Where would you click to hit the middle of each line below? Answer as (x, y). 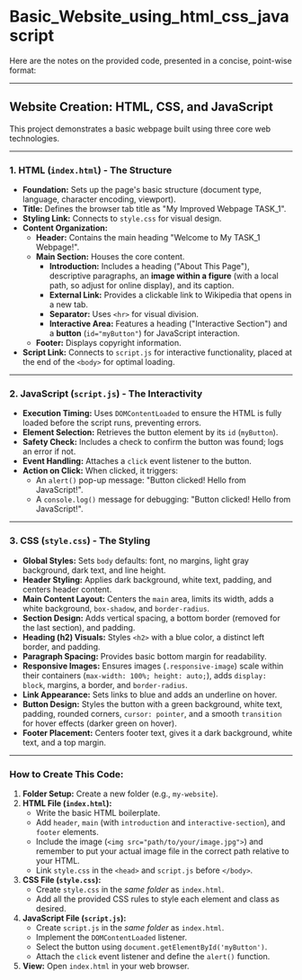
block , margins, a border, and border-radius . (105, 685)
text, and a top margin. (64, 742)
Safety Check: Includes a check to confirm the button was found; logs (153, 442)
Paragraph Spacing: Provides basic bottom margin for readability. (144, 656)
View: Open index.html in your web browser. (106, 966)
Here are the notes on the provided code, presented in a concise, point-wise (151, 60)
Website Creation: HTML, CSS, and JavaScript (142, 107)
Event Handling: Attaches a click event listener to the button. (137, 461)
